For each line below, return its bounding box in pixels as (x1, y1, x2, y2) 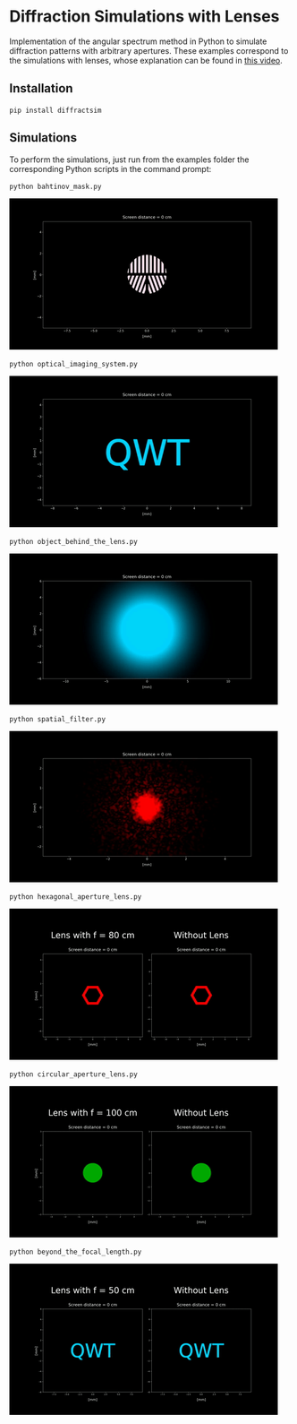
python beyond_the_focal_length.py (9, 1247, 142, 1256)
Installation (9, 81, 73, 96)
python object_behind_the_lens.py (9, 537, 139, 546)
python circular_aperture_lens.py (9, 1069, 139, 1079)
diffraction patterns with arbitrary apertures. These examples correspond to (9, 45, 289, 56)
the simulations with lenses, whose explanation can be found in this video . (9, 55, 284, 65)
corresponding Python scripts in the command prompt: (9, 163, 212, 174)
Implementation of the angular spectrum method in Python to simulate (9, 36, 267, 47)
